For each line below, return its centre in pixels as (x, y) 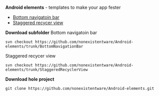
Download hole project (30, 79)
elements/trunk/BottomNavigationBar (44, 46)
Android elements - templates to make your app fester (63, 7)
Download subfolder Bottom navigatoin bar (51, 32)
